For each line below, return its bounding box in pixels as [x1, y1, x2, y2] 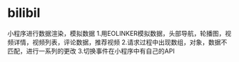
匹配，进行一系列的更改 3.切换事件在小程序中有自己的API [7, 46, 175, 55]
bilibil [7, 5, 41, 21]
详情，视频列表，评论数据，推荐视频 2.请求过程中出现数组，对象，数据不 [13, 37, 228, 46]
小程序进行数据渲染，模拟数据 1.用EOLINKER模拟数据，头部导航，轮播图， [7, 29, 225, 37]
